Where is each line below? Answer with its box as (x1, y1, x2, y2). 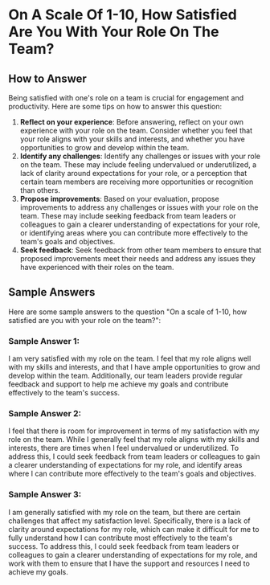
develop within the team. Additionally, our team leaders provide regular (8, 371, 243, 381)
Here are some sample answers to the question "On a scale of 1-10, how (8, 307, 247, 317)
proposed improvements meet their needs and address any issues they (19, 254, 256, 263)
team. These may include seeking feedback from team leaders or (19, 211, 236, 220)
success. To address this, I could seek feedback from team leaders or (8, 541, 239, 551)
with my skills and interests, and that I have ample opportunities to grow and (8, 362, 260, 372)
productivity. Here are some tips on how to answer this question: (8, 102, 223, 111)
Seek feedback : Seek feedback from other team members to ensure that (19, 245, 262, 255)
